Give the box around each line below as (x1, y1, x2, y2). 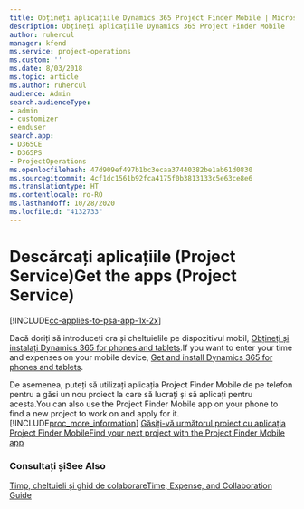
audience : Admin (9, 89, 71, 98)
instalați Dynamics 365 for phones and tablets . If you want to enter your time (9, 342, 293, 353)
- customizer (9, 114, 59, 123)
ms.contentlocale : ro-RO (9, 191, 103, 200)
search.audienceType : (9, 97, 91, 107)
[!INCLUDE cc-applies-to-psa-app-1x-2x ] (9, 315, 162, 326)
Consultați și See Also (9, 459, 106, 472)
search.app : (9, 132, 54, 141)
